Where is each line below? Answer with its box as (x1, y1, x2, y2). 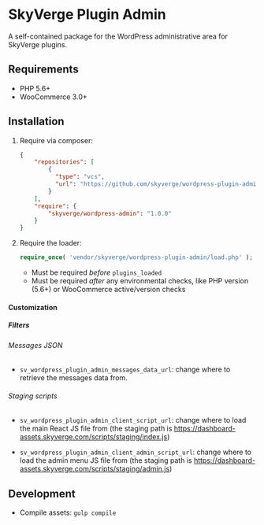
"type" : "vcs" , (54, 173, 105, 181)
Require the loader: (19, 238, 82, 248)
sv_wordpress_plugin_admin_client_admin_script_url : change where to (19, 447, 252, 457)
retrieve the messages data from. (19, 373, 128, 383)
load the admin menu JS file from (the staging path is (19, 456, 192, 465)
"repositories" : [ (34, 158, 95, 166)
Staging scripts (8, 391, 58, 401)
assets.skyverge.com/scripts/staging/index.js (19, 432, 168, 442)
